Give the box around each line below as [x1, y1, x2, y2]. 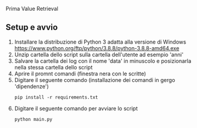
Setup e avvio [5, 22, 58, 32]
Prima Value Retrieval [5, 5, 58, 12]
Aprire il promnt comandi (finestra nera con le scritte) [14, 70, 147, 77]
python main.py [14, 116, 53, 122]
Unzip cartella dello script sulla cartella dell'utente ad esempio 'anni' [14, 51, 184, 58]
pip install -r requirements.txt [14, 94, 98, 100]
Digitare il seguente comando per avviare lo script [14, 105, 138, 112]
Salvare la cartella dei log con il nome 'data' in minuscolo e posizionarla [14, 57, 192, 65]
